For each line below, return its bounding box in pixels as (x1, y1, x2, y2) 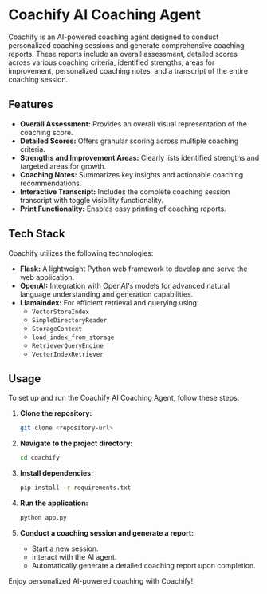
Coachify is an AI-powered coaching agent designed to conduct (8, 32, 219, 42)
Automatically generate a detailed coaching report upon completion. (31, 560, 257, 570)
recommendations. (19, 178, 82, 188)
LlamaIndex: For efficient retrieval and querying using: (19, 297, 199, 307)
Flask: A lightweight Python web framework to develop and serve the (19, 264, 248, 273)
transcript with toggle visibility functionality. (19, 195, 163, 205)
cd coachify (19, 454, 60, 462)
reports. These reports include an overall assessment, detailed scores (8, 49, 238, 58)
